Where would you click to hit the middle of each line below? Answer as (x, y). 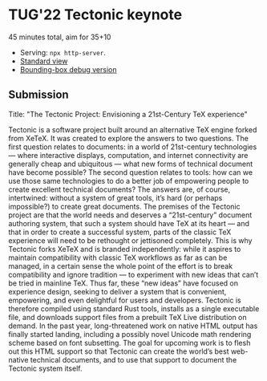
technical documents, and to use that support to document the (133, 359)
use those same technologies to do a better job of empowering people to (129, 180)
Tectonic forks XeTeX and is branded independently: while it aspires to (125, 249)
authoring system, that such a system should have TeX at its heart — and (129, 223)
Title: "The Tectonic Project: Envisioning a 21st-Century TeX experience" (128, 114)
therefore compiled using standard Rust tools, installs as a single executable (134, 308)
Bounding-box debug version (68, 69)
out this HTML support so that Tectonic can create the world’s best (119, 351)
